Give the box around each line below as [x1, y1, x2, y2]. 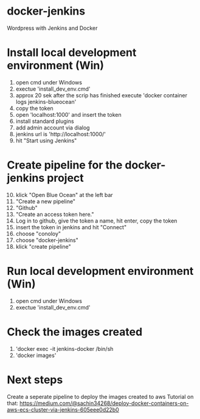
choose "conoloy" [15, 230, 61, 237]
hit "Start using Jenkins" [15, 137, 77, 144]
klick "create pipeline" [15, 243, 72, 250]
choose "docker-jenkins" [15, 236, 78, 244]
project [47, 171, 84, 185]
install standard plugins [15, 117, 75, 125]
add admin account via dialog [15, 123, 90, 131]
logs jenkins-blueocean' [15, 98, 77, 105]
